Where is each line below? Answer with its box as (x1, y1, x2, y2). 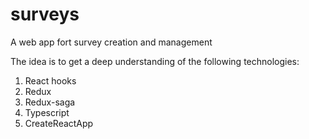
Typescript (24, 106, 70, 118)
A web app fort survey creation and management (10, 36, 213, 48)
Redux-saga (24, 96, 76, 108)
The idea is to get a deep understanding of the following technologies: (10, 55, 300, 67)
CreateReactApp (24, 117, 94, 129)
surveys (10, 3, 80, 26)
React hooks (24, 74, 77, 87)
